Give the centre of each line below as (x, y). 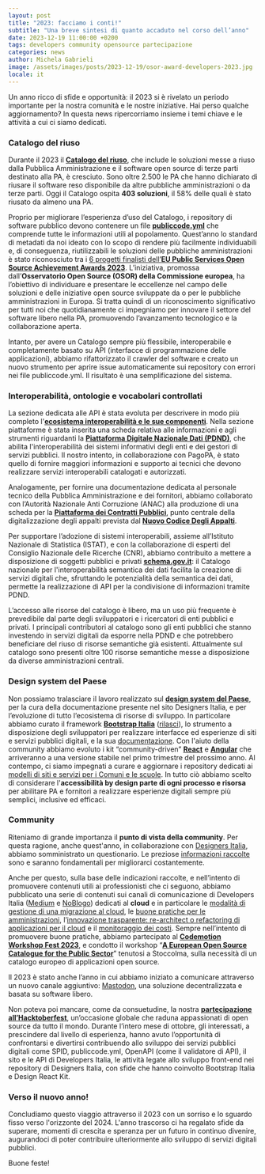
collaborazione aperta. (45, 326)
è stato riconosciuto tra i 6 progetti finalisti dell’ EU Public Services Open (127, 259)
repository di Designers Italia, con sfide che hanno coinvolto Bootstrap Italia (132, 1068)
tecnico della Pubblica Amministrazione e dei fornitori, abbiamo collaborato (131, 496)
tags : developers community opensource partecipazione (100, 45)
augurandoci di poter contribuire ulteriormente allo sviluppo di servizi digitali (132, 1139)
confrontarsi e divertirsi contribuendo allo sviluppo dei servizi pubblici (122, 1043)
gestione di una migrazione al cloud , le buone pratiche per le (107, 911)
